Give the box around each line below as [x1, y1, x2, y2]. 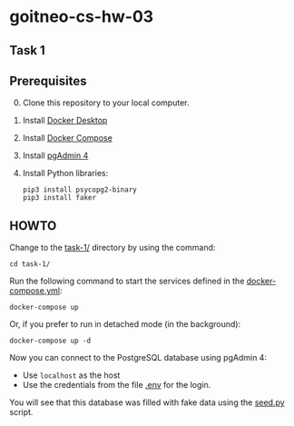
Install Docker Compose [22, 133, 113, 144]
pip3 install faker [22, 193, 97, 203]
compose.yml [9, 285, 61, 296]
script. [9, 407, 34, 418]
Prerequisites [9, 73, 87, 88]
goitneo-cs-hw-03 [9, 6, 154, 27]
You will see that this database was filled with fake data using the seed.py [9, 397, 285, 408]
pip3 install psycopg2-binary [22, 185, 138, 194]
